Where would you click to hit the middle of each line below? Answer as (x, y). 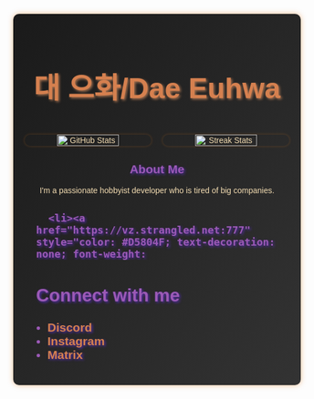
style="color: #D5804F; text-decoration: (156, 242)
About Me (157, 169)
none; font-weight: (91, 254)
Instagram (77, 341)
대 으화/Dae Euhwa (157, 88)
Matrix (65, 354)
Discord (70, 327)
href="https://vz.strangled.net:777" (143, 230)
